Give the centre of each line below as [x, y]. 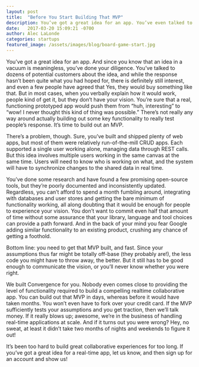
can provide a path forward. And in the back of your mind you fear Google [97, 223]
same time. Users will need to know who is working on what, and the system [100, 162]
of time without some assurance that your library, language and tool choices [99, 217]
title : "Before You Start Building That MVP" [65, 17]
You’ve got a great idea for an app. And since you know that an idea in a [94, 61]
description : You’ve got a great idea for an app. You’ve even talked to [99, 23]
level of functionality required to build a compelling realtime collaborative [95, 290]
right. [13, 273]
